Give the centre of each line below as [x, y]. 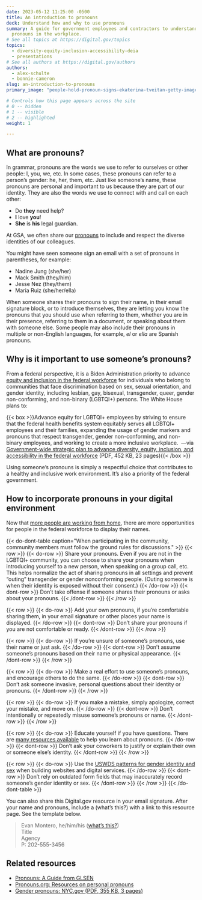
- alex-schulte [31, 73]
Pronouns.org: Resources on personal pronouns [74, 884]
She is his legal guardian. [46, 223]
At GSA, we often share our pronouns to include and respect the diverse [96, 236]
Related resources [41, 864]
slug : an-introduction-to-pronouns [51, 85]
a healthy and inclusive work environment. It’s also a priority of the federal [98, 473]
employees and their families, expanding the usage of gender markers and [98, 430]
